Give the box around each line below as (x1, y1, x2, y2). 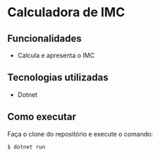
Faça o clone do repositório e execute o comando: (7, 129, 154, 138)
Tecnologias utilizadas (7, 71, 109, 83)
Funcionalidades (7, 33, 82, 45)
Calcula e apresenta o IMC (17, 51, 95, 59)
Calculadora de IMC (7, 4, 125, 21)
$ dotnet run (7, 143, 46, 151)
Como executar (7, 111, 76, 123)
